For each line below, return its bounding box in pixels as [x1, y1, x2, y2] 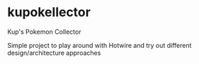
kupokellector [7, 4, 91, 20]
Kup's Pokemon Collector [7, 27, 81, 36]
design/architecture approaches [7, 49, 101, 57]
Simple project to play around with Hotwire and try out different [7, 41, 192, 49]
